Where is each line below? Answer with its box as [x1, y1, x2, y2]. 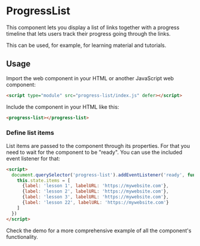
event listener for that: [6, 154, 61, 162]
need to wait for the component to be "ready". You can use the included [6, 149, 183, 156]
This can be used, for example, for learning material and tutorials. [6, 42, 167, 49]
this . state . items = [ [17, 177, 70, 184]
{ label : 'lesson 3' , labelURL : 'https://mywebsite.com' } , [21, 194, 169, 200]
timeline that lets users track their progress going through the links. [6, 30, 171, 37]
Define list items [6, 129, 55, 137]
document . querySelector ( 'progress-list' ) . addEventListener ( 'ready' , [11, 172, 185, 178]
